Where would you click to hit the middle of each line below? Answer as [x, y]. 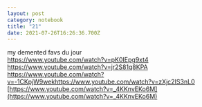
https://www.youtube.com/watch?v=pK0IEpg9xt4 [78, 60]
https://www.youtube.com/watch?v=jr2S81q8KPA [78, 67]
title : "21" [24, 26]
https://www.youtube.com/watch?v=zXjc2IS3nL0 [125, 82]
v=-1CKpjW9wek [31, 82]
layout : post [26, 13]
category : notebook [35, 20]
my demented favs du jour [45, 52]
